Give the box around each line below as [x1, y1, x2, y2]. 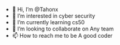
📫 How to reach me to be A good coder [12, 32, 113, 39]
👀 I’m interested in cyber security [12, 12, 96, 19]
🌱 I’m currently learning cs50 [12, 19, 85, 26]
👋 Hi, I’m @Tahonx [12, 6, 58, 13]
